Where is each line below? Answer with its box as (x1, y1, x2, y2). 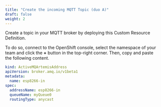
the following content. (5, 55, 49, 61)
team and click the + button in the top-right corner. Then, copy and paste (5, 50, 154, 56)
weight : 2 (5, 16, 26, 21)
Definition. (5, 35, 26, 41)
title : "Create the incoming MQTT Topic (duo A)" (5, 7, 109, 12)
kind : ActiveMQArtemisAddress (5, 65, 67, 70)
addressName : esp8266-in (9, 87, 61, 93)
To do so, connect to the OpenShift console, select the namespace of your (5, 45, 157, 51)
